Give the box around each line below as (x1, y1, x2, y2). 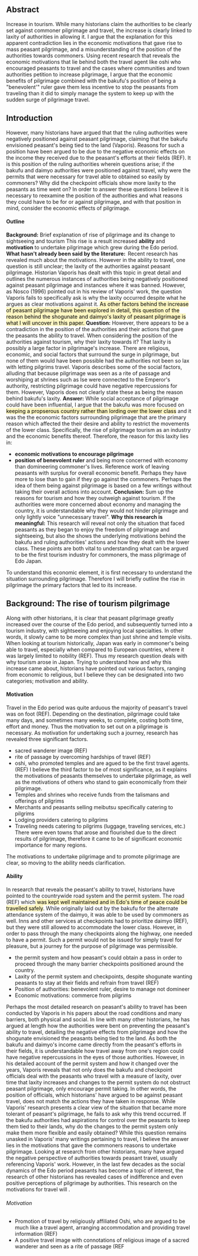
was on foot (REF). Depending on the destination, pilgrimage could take (6, 710, 180, 717)
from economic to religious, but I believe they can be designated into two (6, 671, 184, 678)
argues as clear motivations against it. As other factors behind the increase (6, 300, 189, 307)
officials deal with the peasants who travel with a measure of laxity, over (6, 1072, 182, 1080)
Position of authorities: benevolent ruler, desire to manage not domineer (14, 986, 190, 993)
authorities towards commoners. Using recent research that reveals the (6, 52, 180, 59)
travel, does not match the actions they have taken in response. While (6, 1098, 176, 1105)
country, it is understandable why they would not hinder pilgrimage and (14, 507, 189, 514)
